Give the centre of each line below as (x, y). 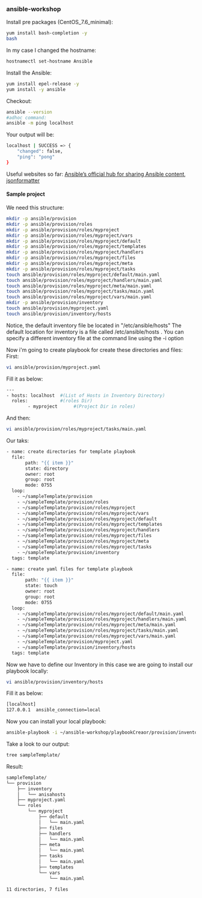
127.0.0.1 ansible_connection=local (54, 710)
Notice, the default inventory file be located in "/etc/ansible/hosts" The (94, 325)
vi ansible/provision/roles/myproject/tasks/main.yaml (76, 429)
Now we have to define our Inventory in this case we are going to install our (100, 664)
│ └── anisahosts (41, 794)
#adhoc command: (26, 117)
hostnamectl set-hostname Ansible (50, 61)
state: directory (47, 469)
